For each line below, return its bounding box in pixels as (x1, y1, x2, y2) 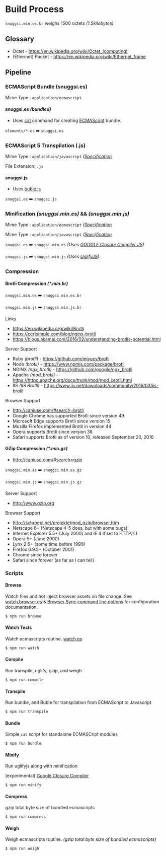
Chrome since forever (12, 551, 58, 557)
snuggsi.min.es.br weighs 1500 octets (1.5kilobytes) (5, 20, 114, 26)
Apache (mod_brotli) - (12, 372, 59, 378)
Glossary (5, 35, 34, 43)
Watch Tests (5, 624, 32, 630)
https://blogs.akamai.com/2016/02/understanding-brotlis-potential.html (12, 336, 161, 342)
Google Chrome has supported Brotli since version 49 (12, 412, 124, 418)
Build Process (5, 4, 64, 15)
